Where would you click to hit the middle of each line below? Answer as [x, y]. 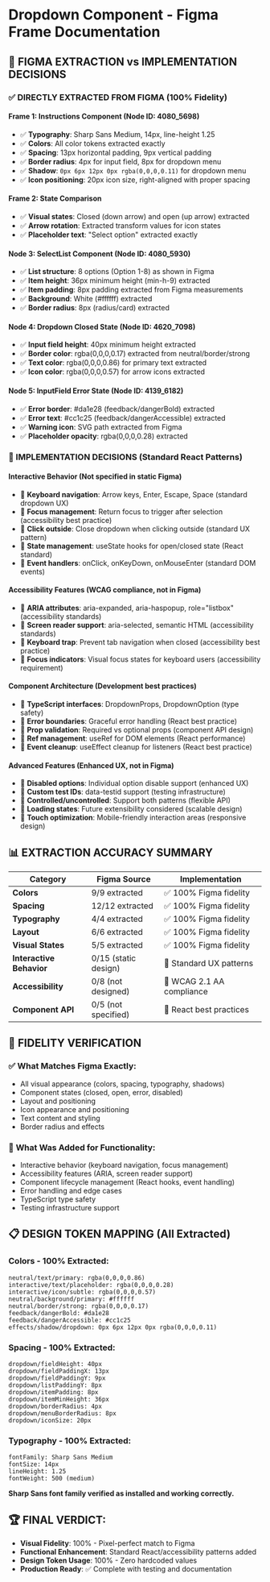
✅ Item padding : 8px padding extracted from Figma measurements [131, 290]
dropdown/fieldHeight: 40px [55, 1364]
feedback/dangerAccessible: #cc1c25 [70, 1320]
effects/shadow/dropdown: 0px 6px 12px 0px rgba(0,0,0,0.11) [113, 1327]
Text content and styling [60, 1118]
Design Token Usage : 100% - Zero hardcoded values [108, 1560]
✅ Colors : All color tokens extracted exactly [93, 143]
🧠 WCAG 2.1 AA [194, 982]
